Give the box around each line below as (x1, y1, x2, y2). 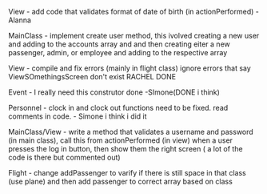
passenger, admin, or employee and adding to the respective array (8, 48, 228, 57)
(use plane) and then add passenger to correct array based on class (8, 176, 233, 186)
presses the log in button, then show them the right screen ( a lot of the (8, 144, 243, 153)
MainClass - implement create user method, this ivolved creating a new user (8, 31, 260, 40)
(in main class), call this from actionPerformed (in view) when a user (8, 135, 233, 145)
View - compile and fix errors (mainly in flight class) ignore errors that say (8, 63, 252, 73)
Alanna (8, 15, 32, 25)
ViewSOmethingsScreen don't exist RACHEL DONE (8, 72, 177, 81)
